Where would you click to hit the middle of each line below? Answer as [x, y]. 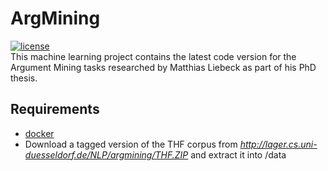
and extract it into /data [238, 154]
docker [39, 133]
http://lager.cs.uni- [278, 144]
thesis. [24, 78]
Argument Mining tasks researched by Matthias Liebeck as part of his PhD [163, 67]
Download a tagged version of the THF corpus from [131, 144]
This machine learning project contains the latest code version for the [153, 56]
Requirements [55, 109]
